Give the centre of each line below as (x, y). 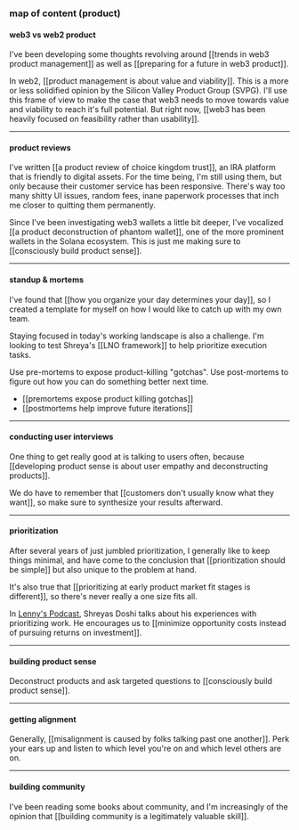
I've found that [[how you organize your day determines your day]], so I (140, 299)
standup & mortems (47, 280)
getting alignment (43, 719)
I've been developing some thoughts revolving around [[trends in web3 (139, 54)
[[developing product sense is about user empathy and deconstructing (139, 466)
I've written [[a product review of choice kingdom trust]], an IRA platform (142, 167)
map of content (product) (65, 13)
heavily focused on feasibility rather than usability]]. (105, 119)
